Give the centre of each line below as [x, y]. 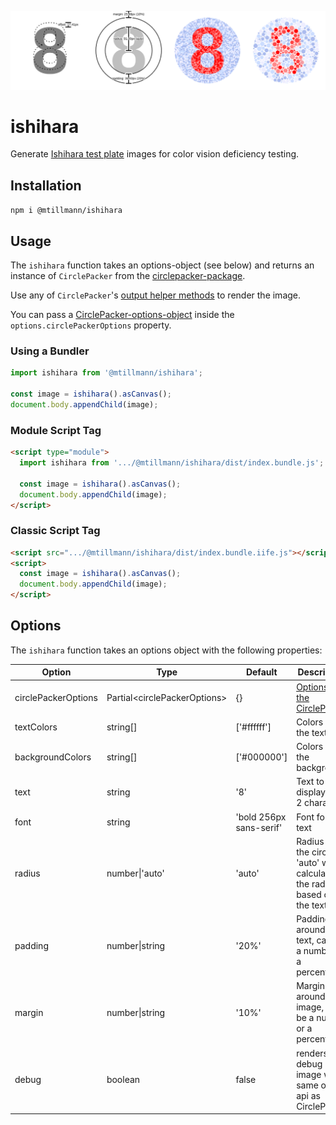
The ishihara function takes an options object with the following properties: [166, 650]
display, [312, 792]
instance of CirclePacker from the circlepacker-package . [128, 276]
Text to [310, 782]
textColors [36, 727]
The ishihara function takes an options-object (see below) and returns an [162, 265]
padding [31, 945]
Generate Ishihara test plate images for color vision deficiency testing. [155, 154]
